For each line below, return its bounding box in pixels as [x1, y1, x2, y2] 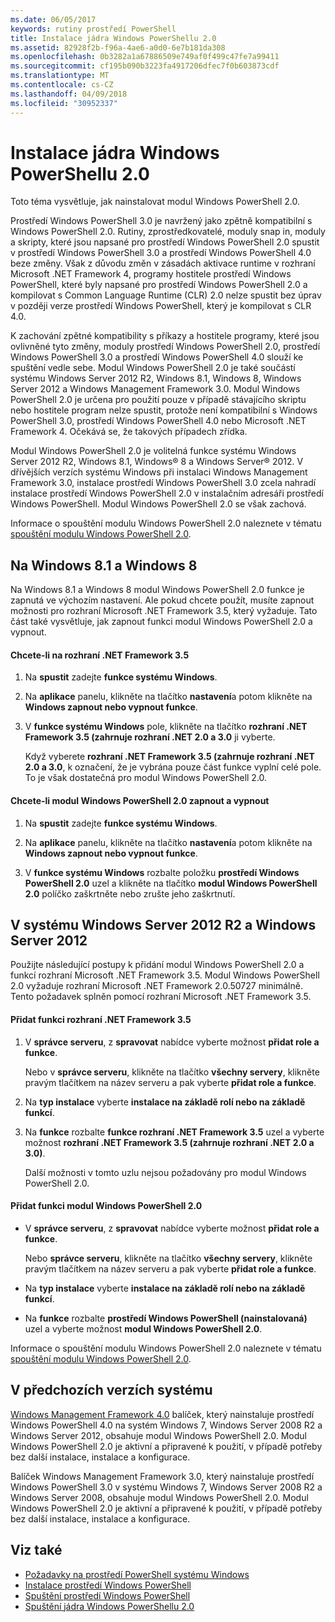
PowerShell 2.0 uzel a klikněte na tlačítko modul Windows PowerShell [24, 877, 318, 889]
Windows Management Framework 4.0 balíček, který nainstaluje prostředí [10, 1408, 315, 1420]
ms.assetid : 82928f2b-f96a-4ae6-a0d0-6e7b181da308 [10, 42, 226, 53]
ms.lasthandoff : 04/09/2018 [10, 89, 128, 99]
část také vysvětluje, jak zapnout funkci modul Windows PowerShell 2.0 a [10, 616, 313, 628]
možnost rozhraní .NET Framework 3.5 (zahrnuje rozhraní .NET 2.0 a [24, 1136, 315, 1148]
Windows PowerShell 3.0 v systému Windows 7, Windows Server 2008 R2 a [10, 1481, 323, 1493]
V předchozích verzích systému [10, 1382, 213, 1399]
